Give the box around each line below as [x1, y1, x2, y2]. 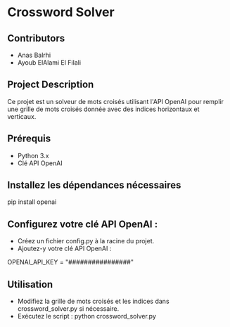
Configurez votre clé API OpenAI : [7, 218, 158, 230]
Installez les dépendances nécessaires [7, 179, 181, 191]
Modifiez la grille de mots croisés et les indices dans [17, 297, 170, 306]
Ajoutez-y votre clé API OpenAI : [17, 244, 112, 253]
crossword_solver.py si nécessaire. [17, 304, 120, 313]
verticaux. [7, 112, 37, 120]
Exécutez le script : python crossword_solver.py [17, 312, 157, 321]
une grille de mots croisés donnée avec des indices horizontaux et [7, 105, 200, 113]
